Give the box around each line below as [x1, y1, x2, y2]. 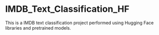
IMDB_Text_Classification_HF [5, 3, 129, 15]
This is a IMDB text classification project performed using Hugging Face [5, 20, 154, 26]
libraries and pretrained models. [5, 25, 71, 31]
